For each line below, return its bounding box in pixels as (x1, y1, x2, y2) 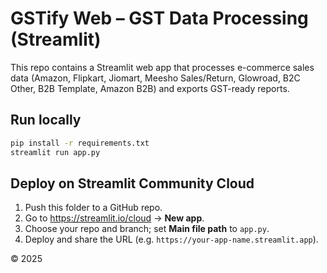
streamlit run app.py (10, 147, 101, 157)
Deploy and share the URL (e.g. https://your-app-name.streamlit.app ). (24, 233, 319, 246)
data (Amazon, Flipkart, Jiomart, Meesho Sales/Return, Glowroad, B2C (10, 72, 301, 84)
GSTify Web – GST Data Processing (10, 7, 309, 30)
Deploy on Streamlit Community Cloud (10, 175, 255, 192)
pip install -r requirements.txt (10, 138, 150, 148)
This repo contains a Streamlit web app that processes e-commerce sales (10, 61, 315, 73)
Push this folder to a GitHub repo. (24, 202, 163, 214)
